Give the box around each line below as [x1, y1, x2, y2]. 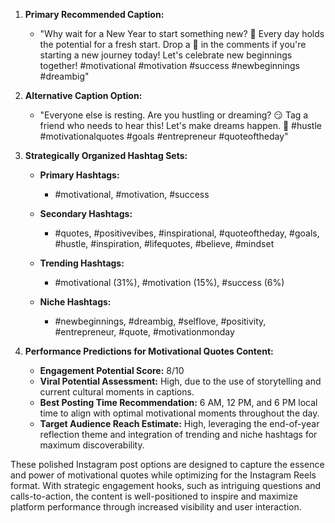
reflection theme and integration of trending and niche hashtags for [39, 429, 318, 440]
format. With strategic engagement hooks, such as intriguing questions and [10, 480, 322, 491]
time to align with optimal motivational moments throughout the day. [39, 407, 320, 419]
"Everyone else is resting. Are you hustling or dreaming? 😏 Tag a [39, 109, 309, 121]
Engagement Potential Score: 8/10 [39, 365, 185, 376]
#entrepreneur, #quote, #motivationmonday [54, 326, 235, 338]
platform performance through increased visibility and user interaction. [10, 501, 302, 513]
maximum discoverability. [39, 439, 145, 451]
